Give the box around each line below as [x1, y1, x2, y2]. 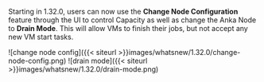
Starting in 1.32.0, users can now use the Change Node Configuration [8, 7, 239, 16]
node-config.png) [8, 56, 67, 65]
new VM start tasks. [8, 32, 74, 41]
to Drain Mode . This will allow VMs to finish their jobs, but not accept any [8, 24, 248, 33]
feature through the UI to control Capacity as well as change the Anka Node [8, 15, 257, 25]
